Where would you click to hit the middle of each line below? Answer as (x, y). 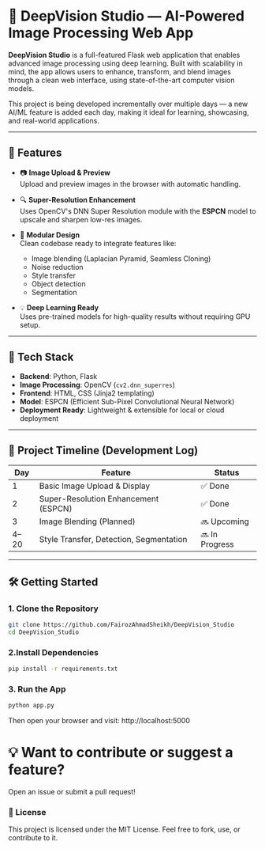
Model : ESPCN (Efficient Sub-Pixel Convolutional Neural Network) (127, 401)
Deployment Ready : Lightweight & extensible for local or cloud (122, 410)
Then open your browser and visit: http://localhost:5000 (99, 721)
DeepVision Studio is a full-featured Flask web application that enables (124, 55)
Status (227, 472)
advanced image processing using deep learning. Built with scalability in (125, 63)
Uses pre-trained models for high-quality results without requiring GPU (135, 316)
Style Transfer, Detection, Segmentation (113, 540)
